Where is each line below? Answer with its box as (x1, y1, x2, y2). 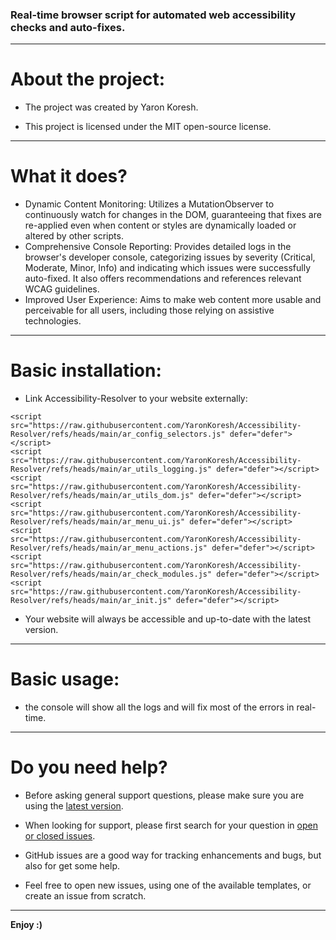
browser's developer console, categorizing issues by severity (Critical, (24, 251, 316, 263)
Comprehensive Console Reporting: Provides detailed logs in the (24, 241, 292, 253)
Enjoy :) (10, 918, 43, 930)
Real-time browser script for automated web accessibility (10, 8, 297, 22)
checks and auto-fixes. (10, 20, 126, 34)
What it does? (10, 165, 128, 188)
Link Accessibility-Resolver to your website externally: (24, 393, 248, 405)
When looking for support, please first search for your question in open (24, 819, 318, 831)
